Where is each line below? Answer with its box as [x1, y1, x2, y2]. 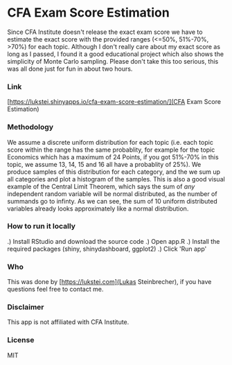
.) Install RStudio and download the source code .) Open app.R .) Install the [7, 237, 220, 245]
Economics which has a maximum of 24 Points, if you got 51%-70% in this [7, 152, 220, 161]
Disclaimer [7, 303, 44, 312]
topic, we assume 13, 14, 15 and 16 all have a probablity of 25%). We [7, 160, 202, 168]
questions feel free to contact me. [7, 285, 104, 294]
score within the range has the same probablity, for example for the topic [7, 145, 215, 154]
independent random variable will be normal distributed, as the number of [7, 189, 217, 198]
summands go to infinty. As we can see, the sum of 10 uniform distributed [7, 197, 218, 205]
